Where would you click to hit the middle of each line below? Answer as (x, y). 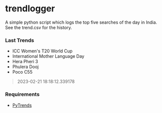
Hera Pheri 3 (25, 62)
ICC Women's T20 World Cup (42, 51)
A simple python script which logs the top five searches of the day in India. (81, 22)
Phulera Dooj (25, 67)
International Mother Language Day (48, 56)
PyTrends (22, 105)
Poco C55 (22, 72)
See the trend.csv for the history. (39, 27)
